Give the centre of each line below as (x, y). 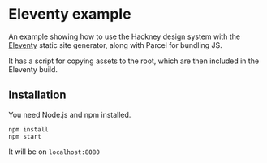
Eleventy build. (33, 69)
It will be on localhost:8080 (54, 152)
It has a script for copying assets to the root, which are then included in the (134, 61)
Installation (37, 95)
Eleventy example (70, 14)
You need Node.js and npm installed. (70, 114)
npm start (25, 136)
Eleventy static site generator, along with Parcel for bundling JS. (116, 45)
